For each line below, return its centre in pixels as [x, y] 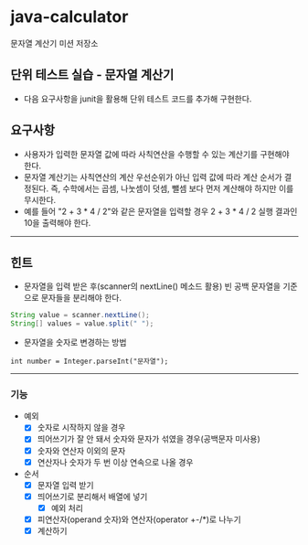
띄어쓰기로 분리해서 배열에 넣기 [92, 497]
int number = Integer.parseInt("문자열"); [90, 362]
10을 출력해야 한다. [57, 222]
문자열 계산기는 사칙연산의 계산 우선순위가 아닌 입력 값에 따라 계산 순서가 [153, 176]
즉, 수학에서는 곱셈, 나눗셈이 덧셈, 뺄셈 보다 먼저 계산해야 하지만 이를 [172, 188]
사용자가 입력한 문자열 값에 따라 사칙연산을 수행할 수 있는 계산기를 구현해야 [157, 154]
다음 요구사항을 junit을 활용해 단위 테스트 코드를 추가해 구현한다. [138, 99]
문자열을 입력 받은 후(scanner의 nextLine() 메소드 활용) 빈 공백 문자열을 [152, 286]
